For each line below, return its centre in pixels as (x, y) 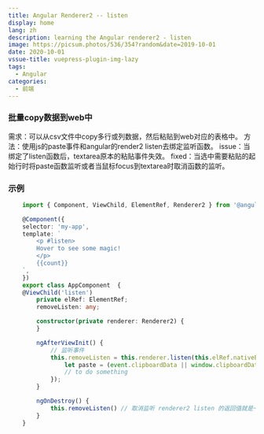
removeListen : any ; (68, 307)
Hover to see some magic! (79, 249)
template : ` (42, 234)
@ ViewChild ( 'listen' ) (57, 292)
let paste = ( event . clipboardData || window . (140, 365)
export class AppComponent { (72, 285)
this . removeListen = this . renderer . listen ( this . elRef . (142, 358)
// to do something (96, 372)
